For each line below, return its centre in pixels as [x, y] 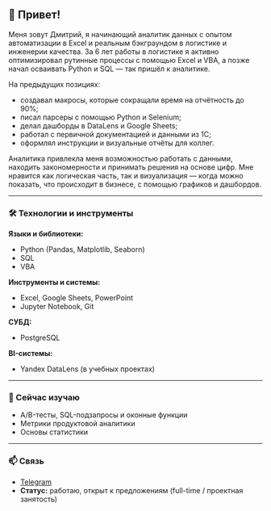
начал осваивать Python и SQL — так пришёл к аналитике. [109, 69]
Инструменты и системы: [54, 283]
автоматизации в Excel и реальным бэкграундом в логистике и [118, 43]
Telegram [36, 482]
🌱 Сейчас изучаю [44, 398]
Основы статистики [54, 432]
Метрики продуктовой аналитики [77, 424]
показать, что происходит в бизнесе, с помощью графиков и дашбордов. [135, 184]
